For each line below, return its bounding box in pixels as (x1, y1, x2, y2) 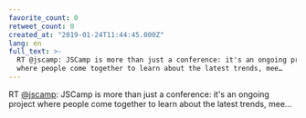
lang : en (8, 38, 42, 48)
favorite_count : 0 (8, 13, 79, 23)
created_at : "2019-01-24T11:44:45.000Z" (8, 30, 165, 39)
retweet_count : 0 (8, 22, 75, 31)
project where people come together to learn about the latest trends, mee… (8, 98, 292, 109)
